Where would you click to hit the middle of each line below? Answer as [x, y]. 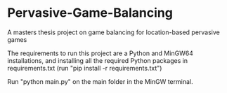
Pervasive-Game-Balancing [90, 13]
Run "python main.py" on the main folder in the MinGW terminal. [100, 81]
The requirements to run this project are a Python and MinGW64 [100, 53]
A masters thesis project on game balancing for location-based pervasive [113, 32]
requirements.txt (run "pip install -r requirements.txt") [85, 68]
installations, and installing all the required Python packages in [98, 60]
